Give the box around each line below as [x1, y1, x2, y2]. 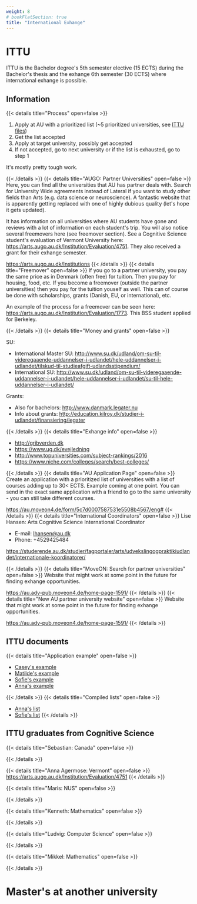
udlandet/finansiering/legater [14, 416, 86, 424]
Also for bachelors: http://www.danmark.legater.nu [14, 404, 138, 411]
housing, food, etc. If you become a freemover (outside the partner [6, 279, 169, 286]
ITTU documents [6, 637, 69, 647]
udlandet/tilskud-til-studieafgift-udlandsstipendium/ [14, 363, 141, 370]
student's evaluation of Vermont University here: [6, 237, 123, 244]
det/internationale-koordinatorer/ [6, 554, 86, 561]
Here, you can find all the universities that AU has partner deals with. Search [6, 181, 191, 188]
